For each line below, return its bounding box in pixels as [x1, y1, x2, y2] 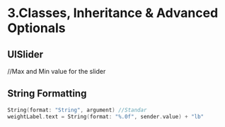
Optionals [7, 20, 66, 36]
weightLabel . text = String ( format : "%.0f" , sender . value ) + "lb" [7, 113, 204, 120]
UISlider [7, 48, 44, 60]
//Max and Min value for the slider [7, 67, 106, 75]
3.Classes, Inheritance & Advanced [7, 5, 219, 21]
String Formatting [7, 87, 87, 100]
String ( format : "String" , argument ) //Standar [7, 106, 147, 114]
